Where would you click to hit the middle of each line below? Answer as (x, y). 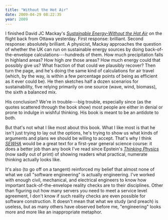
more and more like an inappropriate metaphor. (54, 212)
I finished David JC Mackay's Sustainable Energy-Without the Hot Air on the (84, 34)
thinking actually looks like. (33, 160)
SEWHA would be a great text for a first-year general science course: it (78, 144)
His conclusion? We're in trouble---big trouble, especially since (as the (78, 102)
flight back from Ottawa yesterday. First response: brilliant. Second (74, 39)
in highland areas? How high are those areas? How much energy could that (83, 60)
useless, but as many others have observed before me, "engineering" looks (83, 207)
